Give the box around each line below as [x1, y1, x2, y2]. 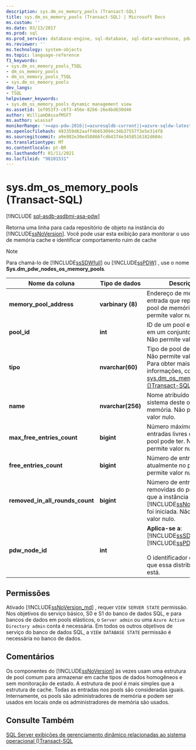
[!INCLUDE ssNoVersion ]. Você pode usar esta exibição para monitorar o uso [6, 230, 190, 237]
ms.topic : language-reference [6, 52, 80, 58]
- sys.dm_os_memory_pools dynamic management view [6, 101, 132, 107]
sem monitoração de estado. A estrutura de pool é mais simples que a [6, 680, 174, 687]
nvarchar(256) [99, 402, 141, 410]
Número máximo [146, 422, 192, 431]
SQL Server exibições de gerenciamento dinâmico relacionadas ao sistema [6, 731, 186, 738]
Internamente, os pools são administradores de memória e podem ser [6, 692, 174, 699]
